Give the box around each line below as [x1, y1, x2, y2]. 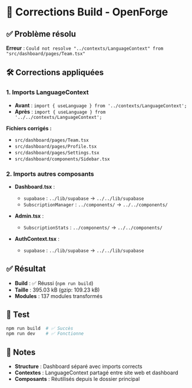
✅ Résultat [6, 264, 46, 274]
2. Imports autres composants [6, 170, 94, 178]
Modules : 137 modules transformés [14, 292, 103, 299]
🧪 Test [6, 310, 30, 320]
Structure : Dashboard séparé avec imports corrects [14, 363, 143, 370]
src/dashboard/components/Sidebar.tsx [14, 156, 110, 162]
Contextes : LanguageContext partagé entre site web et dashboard [14, 369, 178, 376]
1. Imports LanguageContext [6, 88, 89, 96]
